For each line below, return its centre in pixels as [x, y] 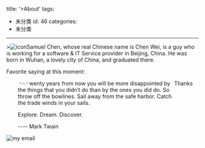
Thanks [184, 83]
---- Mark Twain [38, 126]
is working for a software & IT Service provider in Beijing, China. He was [97, 53]
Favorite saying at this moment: [46, 72]
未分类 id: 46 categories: [46, 21]
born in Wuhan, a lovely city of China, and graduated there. [81, 60]
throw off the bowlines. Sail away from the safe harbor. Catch [95, 96]
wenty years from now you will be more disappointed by [100, 83]
